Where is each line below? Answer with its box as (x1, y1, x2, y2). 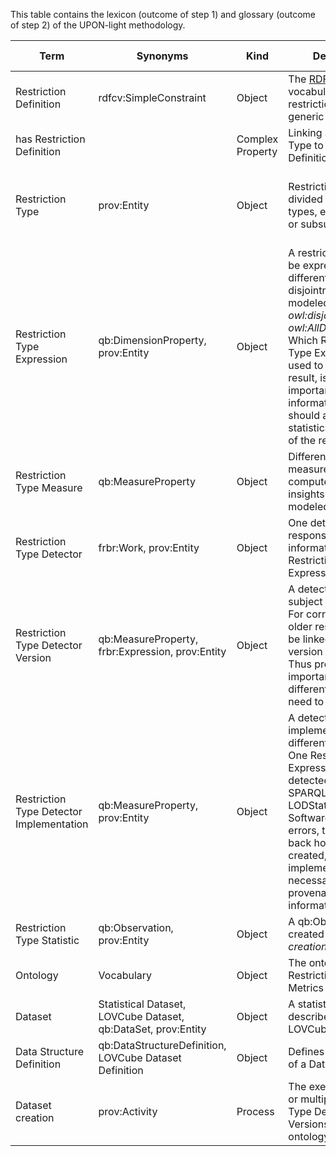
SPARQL (288, 786, 328, 799)
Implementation (15, 817, 89, 831)
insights (288, 487, 325, 501)
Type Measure (15, 481, 83, 494)
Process (236, 1105, 275, 1118)
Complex (236, 132, 279, 146)
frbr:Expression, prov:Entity (98, 645, 227, 658)
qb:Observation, (98, 921, 174, 934)
